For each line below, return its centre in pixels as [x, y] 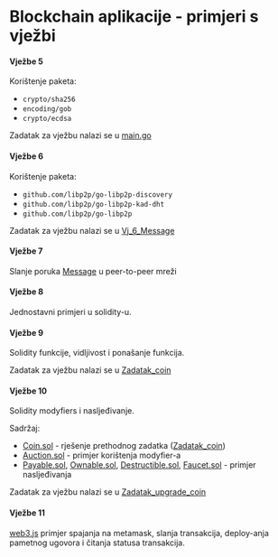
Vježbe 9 [26, 332]
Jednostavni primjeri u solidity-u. [71, 312]
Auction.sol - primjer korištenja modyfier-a [102, 455]
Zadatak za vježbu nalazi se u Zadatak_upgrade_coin [108, 492]
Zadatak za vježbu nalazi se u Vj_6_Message [92, 230]
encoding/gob [47, 109]
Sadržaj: [25, 428]
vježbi [32, 36]
